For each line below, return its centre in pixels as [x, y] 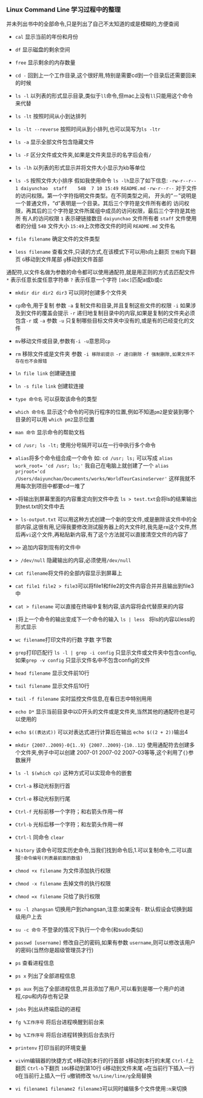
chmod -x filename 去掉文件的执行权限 [63, 884]
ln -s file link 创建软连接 [50, 386]
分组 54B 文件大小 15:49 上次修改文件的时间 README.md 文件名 [101, 226]
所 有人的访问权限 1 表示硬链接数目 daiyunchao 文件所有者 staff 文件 [100, 219]
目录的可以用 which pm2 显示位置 [55, 420]
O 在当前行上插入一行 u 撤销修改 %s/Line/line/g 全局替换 [84, 1076]
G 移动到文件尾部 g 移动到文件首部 [63, 259]
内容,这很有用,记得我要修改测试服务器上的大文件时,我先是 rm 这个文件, [106, 527]
